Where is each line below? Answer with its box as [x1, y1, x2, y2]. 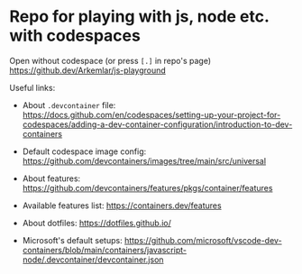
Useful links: [9, 82, 56, 93]
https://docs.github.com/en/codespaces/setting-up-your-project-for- [22, 109, 281, 120]
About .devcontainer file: [22, 99, 116, 110]
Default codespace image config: [22, 146, 147, 157]
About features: [22, 173, 81, 184]
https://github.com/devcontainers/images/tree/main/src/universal [22, 155, 267, 166]
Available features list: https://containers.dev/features [22, 200, 223, 211]
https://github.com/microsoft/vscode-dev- [124, 234, 282, 245]
